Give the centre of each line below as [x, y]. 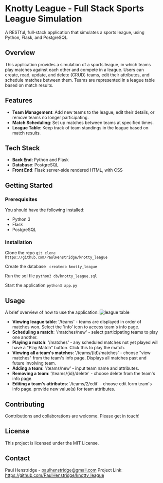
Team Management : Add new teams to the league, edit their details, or [83, 112]
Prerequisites [21, 199]
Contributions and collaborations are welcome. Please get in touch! [72, 416]
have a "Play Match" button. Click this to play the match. [68, 348]
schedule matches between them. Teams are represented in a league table [80, 80]
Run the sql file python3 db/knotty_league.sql [51, 276]
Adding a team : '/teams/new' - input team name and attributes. [76, 368]
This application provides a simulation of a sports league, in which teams [78, 64]
